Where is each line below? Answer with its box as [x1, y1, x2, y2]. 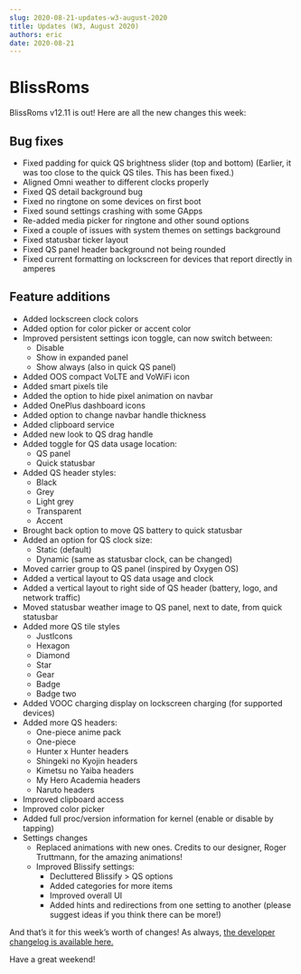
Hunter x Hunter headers [35, 745, 129, 756]
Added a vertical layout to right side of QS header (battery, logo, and [22, 582, 278, 593]
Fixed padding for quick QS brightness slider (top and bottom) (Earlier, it [22, 157, 292, 168]
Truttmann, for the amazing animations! [35, 851, 183, 862]
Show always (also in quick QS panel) [35, 361, 176, 372]
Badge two [35, 688, 77, 699]
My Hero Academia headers [35, 774, 141, 785]
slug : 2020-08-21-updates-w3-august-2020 [9, 13, 168, 23]
